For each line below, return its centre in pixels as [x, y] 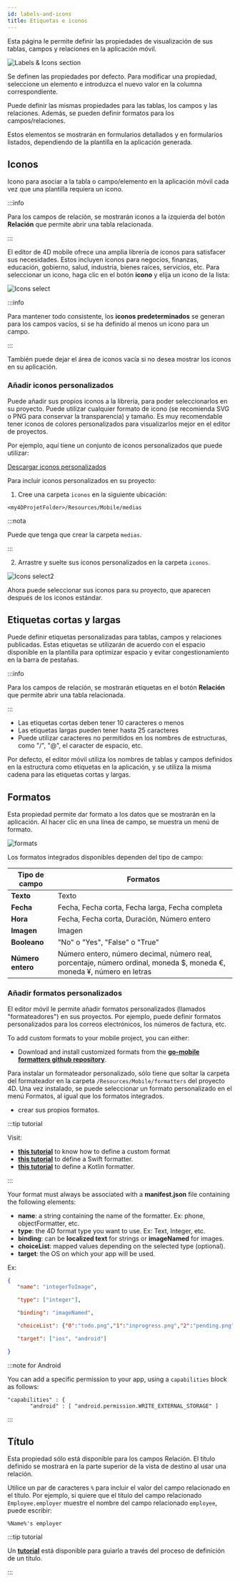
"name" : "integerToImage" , [57, 1287]
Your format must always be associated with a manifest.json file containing [119, 1194]
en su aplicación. [32, 367]
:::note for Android [34, 1365]
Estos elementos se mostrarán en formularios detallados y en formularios [115, 134]
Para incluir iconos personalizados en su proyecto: [82, 480]
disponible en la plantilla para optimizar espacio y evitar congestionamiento [119, 652]
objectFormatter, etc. [49, 1223]
